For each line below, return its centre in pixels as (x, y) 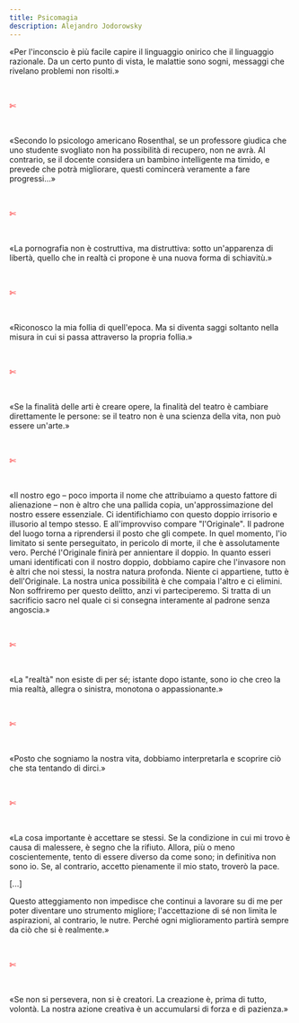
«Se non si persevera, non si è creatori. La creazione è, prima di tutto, (138, 999)
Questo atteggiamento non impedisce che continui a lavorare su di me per (146, 901)
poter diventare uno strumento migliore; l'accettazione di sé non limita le (143, 910)
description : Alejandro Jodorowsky (76, 26)
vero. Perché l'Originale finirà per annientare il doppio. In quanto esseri (140, 552)
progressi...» (33, 178)
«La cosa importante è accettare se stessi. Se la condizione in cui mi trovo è (150, 837)
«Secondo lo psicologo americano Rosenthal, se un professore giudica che (148, 140)
